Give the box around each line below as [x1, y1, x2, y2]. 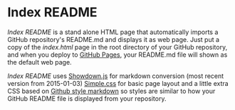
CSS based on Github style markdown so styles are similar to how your [7, 87, 216, 95]
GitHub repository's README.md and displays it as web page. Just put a [7, 35, 219, 43]
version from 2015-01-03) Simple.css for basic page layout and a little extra [7, 79, 229, 87]
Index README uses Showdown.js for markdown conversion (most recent [7, 72, 224, 80]
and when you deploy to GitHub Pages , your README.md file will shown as [7, 50, 228, 59]
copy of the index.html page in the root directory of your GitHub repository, [7, 43, 228, 51]
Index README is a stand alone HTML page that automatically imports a [7, 28, 219, 36]
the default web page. [7, 57, 73, 66]
